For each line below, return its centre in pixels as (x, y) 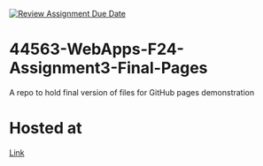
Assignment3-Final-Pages (108, 68)
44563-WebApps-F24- (97, 49)
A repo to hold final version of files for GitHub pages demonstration (132, 92)
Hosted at (46, 128)
